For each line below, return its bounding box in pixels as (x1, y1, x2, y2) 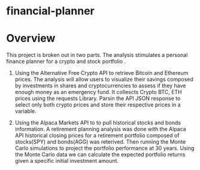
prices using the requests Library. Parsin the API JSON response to (14, 95, 181, 102)
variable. (14, 108, 37, 115)
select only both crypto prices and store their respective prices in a (14, 101, 181, 108)
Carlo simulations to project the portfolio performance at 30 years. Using (14, 145, 195, 152)
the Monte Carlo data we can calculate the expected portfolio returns (14, 151, 186, 158)
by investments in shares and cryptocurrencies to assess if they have (14, 82, 186, 89)
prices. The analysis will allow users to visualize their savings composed (14, 76, 193, 83)
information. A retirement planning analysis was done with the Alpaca (14, 126, 187, 133)
